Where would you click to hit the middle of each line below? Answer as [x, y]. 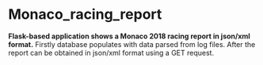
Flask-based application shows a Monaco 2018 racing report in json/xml [130, 36]
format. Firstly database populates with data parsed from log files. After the [132, 44]
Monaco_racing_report [85, 14]
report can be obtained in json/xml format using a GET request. [111, 52]
